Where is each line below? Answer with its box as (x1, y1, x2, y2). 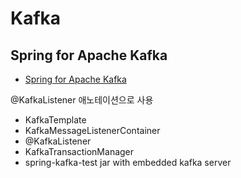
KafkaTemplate (24, 114, 87, 126)
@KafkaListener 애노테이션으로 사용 (10, 94, 154, 106)
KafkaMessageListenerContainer (24, 125, 161, 136)
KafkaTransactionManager (24, 146, 135, 157)
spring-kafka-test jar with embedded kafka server (24, 157, 232, 168)
